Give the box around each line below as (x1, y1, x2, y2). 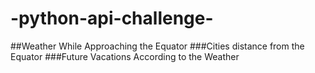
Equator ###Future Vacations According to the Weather (10, 50, 240, 62)
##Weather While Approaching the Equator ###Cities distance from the (10, 40, 305, 52)
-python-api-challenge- (10, 7, 214, 30)
